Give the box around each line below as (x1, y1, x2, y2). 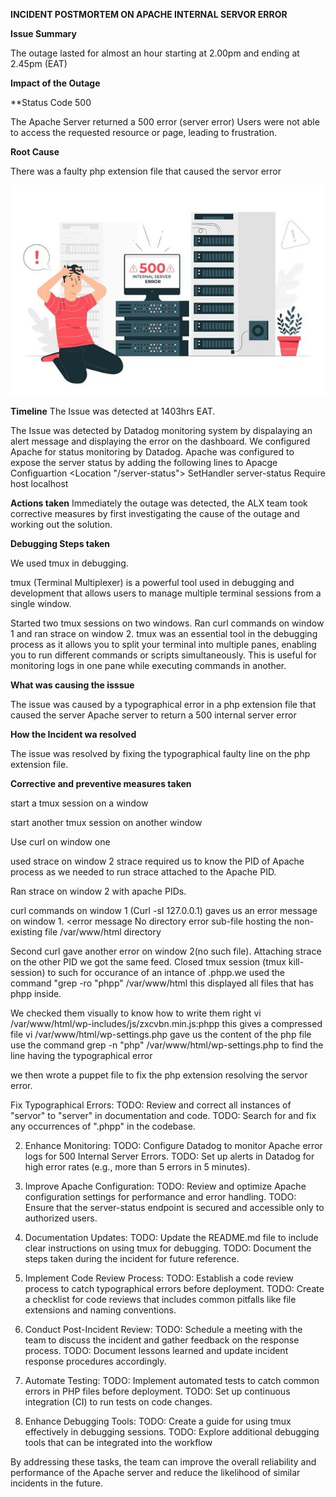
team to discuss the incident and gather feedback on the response (24, 1334, 300, 1346)
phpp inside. (10, 987, 62, 999)
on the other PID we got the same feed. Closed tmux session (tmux (10, 955, 287, 968)
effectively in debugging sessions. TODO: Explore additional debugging (24, 1425, 320, 1438)
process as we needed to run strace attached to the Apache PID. (10, 865, 277, 878)
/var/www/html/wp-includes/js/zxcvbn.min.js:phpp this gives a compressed (10, 1017, 323, 1029)
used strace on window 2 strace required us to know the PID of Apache (10, 855, 305, 867)
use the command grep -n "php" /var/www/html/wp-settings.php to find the (10, 1039, 324, 1051)
